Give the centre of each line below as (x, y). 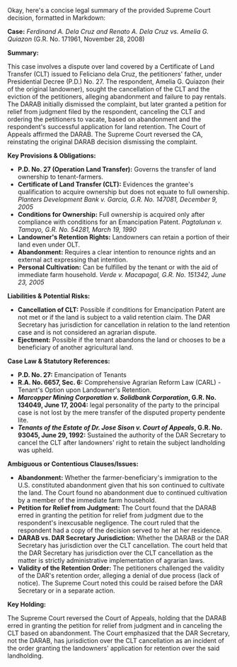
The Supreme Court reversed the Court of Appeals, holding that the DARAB (117, 618)
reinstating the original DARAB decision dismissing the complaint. (103, 142)
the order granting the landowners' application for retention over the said (114, 648)
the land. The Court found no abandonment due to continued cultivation (122, 493)
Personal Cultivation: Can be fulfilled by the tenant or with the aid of (118, 267)
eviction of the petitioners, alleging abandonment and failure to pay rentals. (117, 96)
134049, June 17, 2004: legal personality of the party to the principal (118, 405)
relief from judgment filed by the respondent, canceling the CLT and (106, 112)
